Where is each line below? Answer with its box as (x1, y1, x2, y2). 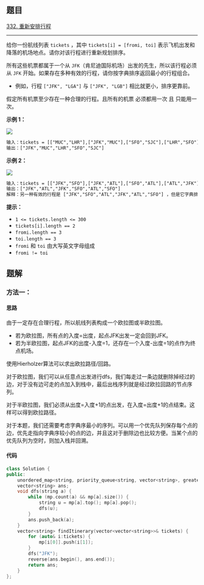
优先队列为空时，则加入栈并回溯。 (6, 436, 92, 444)
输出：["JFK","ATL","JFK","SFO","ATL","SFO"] (6, 186, 121, 192)
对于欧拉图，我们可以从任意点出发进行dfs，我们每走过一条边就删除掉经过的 (6, 373, 195, 380)
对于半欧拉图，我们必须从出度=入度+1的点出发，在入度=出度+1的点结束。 (6, 401, 190, 408)
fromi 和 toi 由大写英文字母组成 (15, 242, 95, 250)
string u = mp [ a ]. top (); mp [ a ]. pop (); (38, 500, 137, 506)
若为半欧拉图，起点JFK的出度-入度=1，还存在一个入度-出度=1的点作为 (15, 339, 191, 346)
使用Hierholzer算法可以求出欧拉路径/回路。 (6, 360, 114, 367)
